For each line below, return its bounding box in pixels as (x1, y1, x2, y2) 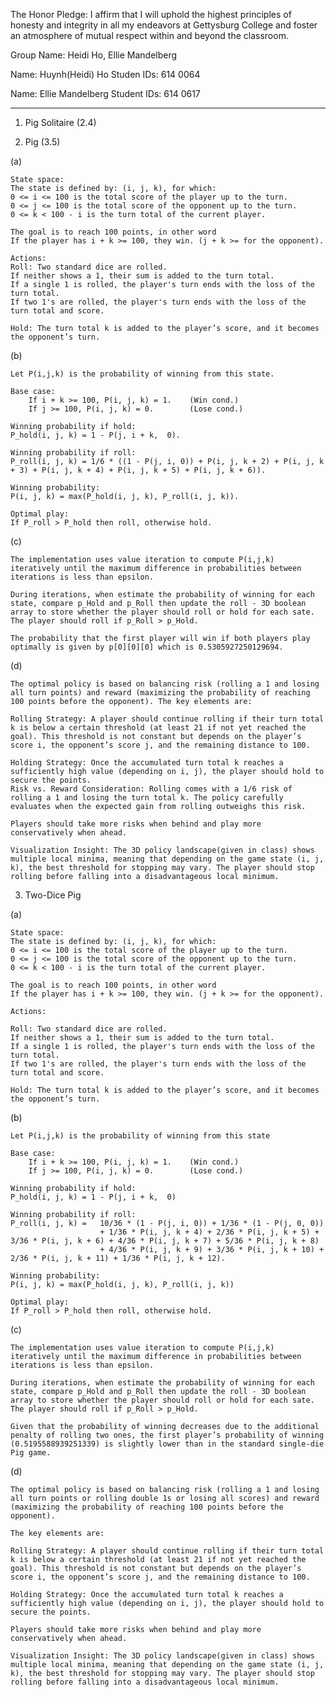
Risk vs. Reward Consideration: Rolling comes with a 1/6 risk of (10, 784, 293, 794)
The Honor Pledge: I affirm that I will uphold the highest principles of (10, 9, 292, 20)
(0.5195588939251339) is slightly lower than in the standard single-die (10, 1439, 325, 1449)
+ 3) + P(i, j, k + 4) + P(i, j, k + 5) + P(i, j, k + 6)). (10, 465, 267, 475)
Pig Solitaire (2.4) (24, 117, 97, 128)
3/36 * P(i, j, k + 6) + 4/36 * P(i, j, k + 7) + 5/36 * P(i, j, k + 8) (10, 1236, 320, 1246)
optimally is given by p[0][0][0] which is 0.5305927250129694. (10, 642, 284, 652)
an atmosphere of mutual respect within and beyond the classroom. (10, 30, 289, 41)
